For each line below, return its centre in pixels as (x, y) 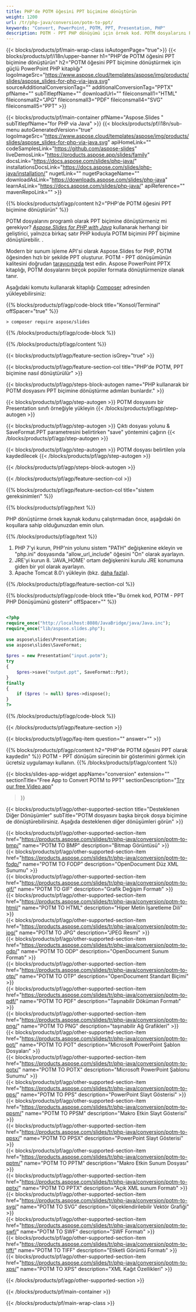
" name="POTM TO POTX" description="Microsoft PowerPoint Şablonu (104, 1070)
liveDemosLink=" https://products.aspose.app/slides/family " (78, 155)
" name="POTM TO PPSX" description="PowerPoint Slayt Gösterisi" (101, 1138)
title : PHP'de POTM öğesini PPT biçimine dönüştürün (71, 11)
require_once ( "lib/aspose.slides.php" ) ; (56, 628)
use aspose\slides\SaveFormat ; (44, 645)
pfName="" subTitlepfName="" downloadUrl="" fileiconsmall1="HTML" (92, 94)
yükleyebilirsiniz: (26, 294)
